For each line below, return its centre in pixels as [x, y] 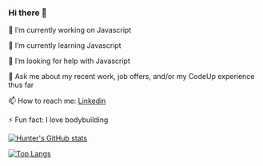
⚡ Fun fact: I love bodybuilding [58, 120]
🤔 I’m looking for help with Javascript [69, 61]
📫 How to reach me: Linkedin [57, 101]
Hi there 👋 [28, 13]
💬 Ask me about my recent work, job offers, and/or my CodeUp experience [131, 77]
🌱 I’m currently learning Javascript [65, 45]
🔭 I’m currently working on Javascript [70, 30]
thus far [21, 85]
